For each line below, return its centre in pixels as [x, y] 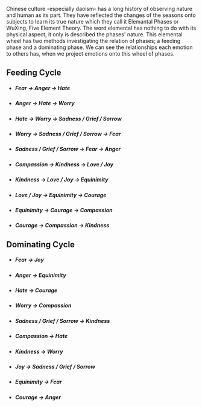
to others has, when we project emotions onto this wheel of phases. [90, 54]
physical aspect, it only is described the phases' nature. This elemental [94, 34]
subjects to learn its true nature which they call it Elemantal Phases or [93, 21]
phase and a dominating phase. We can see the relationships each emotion [99, 47]
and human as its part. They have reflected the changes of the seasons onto [101, 15]
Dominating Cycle [41, 244]
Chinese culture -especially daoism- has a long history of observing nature [99, 9]
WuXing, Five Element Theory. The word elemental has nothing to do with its [101, 28]
